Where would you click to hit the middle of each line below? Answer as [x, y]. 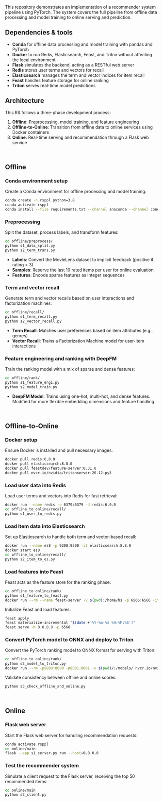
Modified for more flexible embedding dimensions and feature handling [83, 401]
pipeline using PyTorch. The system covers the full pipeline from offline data [81, 12]
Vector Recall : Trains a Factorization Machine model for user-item [78, 341]
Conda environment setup [36, 180]
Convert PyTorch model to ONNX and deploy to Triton [69, 640]
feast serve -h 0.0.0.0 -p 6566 [38, 627]
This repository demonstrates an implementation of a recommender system [81, 7]
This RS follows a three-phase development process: [58, 112]
